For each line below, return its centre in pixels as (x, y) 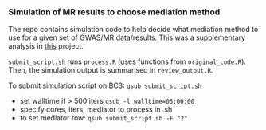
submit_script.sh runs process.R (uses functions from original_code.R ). (127, 61)
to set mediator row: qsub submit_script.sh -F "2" (104, 118)
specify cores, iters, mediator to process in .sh (96, 109)
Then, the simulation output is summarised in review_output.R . (111, 70)
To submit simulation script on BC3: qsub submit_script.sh (105, 85)
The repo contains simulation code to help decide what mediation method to (133, 30)
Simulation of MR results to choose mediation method (114, 12)
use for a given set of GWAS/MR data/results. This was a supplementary (127, 37)
